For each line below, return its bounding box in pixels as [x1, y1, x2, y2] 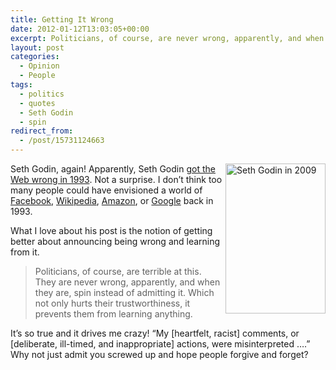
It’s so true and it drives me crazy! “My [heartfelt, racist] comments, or [10, 327, 300, 339]
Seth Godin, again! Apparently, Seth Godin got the [10, 163, 216, 175]
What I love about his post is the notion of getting [10, 225, 213, 236]
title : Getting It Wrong [10, 14, 114, 25]
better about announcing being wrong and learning [10, 236, 221, 247]
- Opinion [19, 61, 60, 71]
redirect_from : [10, 126, 74, 136]
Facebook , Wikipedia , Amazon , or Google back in [10, 195, 214, 206]
